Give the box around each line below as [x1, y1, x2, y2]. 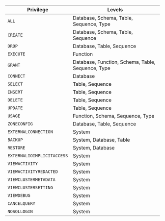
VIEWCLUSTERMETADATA [7, 177, 55, 182]
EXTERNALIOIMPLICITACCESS [7, 153, 68, 158]
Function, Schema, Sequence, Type [73, 113, 155, 119]
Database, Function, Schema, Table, [73, 59, 156, 65]
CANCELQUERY [7, 201, 36, 206]
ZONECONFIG [7, 121, 33, 126]
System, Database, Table [73, 137, 130, 143]
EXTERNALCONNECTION [7, 129, 53, 134]
